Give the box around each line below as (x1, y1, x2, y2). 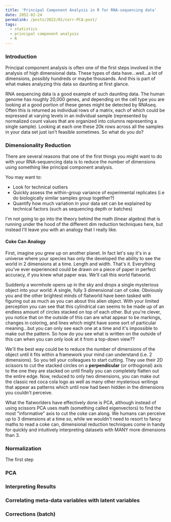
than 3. (5, 432, 20, 438)
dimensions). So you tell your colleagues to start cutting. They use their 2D (5, 357, 163, 363)
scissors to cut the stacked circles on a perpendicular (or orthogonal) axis (5, 362, 163, 368)
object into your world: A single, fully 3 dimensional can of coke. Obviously (5, 287, 163, 293)
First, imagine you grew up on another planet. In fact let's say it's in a (5, 249, 151, 256)
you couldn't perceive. (5, 389, 53, 395)
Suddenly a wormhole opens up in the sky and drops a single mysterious (5, 281, 159, 287)
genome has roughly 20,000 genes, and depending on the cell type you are (5, 96, 165, 102)
